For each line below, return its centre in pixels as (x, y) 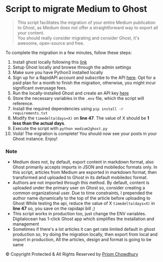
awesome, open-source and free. (51, 43)
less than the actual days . (39, 123)
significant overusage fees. (40, 88)
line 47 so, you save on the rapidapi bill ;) (54, 208)
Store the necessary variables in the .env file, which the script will (78, 98)
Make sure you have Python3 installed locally (58, 72)
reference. (23, 103)
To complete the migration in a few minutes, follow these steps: (69, 53)
